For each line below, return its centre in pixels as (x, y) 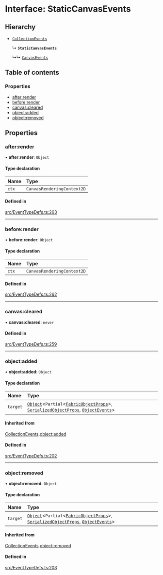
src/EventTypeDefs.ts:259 (31, 344)
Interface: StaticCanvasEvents (68, 9)
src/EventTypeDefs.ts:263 (31, 212)
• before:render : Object (29, 240)
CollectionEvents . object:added (36, 434)
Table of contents (32, 73)
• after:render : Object (27, 157)
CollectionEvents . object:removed (38, 545)
